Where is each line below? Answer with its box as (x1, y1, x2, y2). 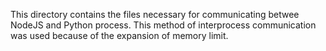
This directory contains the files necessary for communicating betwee (10, 9, 300, 20)
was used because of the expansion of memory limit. (10, 30, 229, 41)
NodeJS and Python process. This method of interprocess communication (10, 19, 317, 31)
